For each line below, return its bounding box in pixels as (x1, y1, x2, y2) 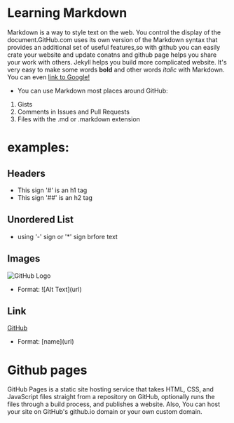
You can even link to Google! (7, 72, 90, 81)
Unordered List (7, 214, 74, 226)
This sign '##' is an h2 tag (17, 193, 93, 201)
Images (7, 253, 41, 264)
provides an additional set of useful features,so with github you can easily (7, 43, 221, 51)
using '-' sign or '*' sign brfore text (17, 232, 118, 241)
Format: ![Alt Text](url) (17, 285, 82, 293)
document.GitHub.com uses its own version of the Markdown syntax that (7, 35, 218, 43)
